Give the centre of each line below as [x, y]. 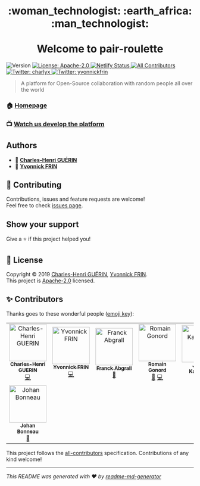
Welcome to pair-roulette [100, 49]
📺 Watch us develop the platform [55, 124]
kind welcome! [24, 459]
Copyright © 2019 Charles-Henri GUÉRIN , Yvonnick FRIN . [77, 275]
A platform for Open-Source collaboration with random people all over [107, 83]
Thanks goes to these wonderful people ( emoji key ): [70, 313]
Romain [157, 364]
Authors [22, 146]
